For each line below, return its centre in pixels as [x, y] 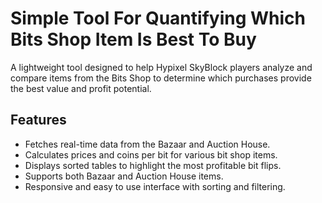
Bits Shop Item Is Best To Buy [133, 39]
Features [38, 120]
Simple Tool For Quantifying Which [158, 18]
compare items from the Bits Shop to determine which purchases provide [161, 78]
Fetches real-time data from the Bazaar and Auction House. [147, 144]
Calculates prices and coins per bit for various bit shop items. [151, 154]
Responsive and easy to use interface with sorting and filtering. [155, 186]
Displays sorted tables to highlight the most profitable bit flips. [153, 165]
